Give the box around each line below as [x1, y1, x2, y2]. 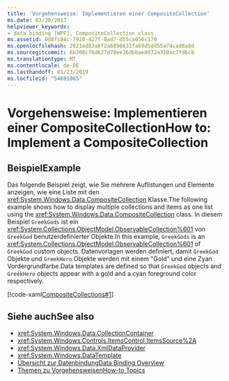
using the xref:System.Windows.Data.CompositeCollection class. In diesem [7, 210, 223, 219]
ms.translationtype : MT [7, 56, 77, 63]
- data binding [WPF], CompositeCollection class [7, 29, 155, 37]
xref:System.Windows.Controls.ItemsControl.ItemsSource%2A [17, 336, 197, 345]
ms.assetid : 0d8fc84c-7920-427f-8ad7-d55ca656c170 [7, 36, 157, 43]
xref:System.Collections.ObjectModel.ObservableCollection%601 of [7, 240, 201, 248]
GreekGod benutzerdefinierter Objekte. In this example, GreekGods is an [7, 233, 205, 241]
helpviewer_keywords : [7, 23, 70, 30]
